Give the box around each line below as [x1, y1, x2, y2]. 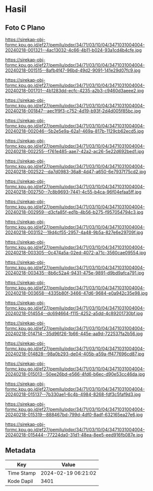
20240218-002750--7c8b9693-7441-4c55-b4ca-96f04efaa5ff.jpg [5, 189, 142, 195]
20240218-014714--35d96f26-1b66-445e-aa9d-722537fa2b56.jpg [5, 330, 143, 336]
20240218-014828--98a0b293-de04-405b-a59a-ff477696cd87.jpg [5, 351, 145, 357]
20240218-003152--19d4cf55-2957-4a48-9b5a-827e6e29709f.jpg [5, 229, 143, 235]
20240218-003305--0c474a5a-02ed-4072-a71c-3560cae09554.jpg [5, 250, 147, 255]
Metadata [5, 446, 36, 455]
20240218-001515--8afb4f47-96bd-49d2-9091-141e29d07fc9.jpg [5, 67, 141, 73]
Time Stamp [7, 470, 36, 477]
